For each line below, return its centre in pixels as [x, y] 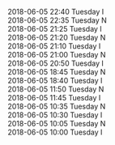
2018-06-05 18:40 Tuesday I [55, 81]
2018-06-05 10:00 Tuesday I [55, 132]
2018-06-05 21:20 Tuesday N [57, 37]
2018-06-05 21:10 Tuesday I [54, 46]
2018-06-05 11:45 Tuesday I [54, 98]
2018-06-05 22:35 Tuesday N [57, 20]
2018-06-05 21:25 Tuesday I [55, 29]
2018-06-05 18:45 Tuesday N [57, 72]
